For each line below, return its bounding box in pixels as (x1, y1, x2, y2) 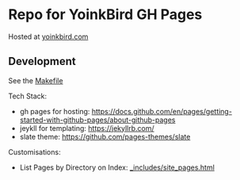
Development (8, 55, 77, 68)
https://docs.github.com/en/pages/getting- (91, 106, 232, 116)
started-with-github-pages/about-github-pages (19, 115, 176, 124)
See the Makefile (8, 75, 63, 85)
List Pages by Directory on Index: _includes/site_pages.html (19, 163, 215, 172)
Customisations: (8, 147, 61, 156)
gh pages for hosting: (19, 106, 90, 116)
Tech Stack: (8, 91, 48, 101)
